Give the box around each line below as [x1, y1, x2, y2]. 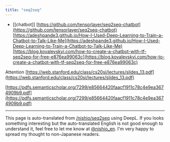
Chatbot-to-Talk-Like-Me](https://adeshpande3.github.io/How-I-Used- [12, 38, 160, 44]
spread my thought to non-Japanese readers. [5, 131, 100, 137]
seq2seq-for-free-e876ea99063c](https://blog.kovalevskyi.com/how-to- [12, 54, 165, 60]
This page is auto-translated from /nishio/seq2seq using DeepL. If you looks [5, 115, 164, 121]
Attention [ [5, 69, 27, 75]
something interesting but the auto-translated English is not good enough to [5, 120, 163, 126]
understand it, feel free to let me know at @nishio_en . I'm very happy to [5, 125, 154, 132]
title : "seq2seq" [5, 7, 42, 13]
